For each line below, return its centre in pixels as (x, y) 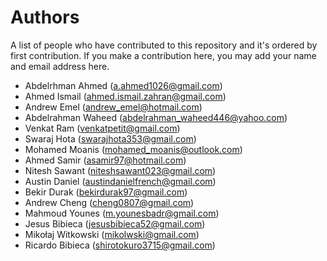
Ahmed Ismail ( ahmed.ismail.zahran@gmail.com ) (125, 96)
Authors (45, 17)
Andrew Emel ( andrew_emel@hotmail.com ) (113, 107)
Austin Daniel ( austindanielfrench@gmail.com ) (120, 181)
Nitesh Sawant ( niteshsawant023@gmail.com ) (120, 170)
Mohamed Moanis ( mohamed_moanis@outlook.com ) (133, 149)
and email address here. (60, 66)
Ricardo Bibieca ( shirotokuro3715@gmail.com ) (120, 245)
